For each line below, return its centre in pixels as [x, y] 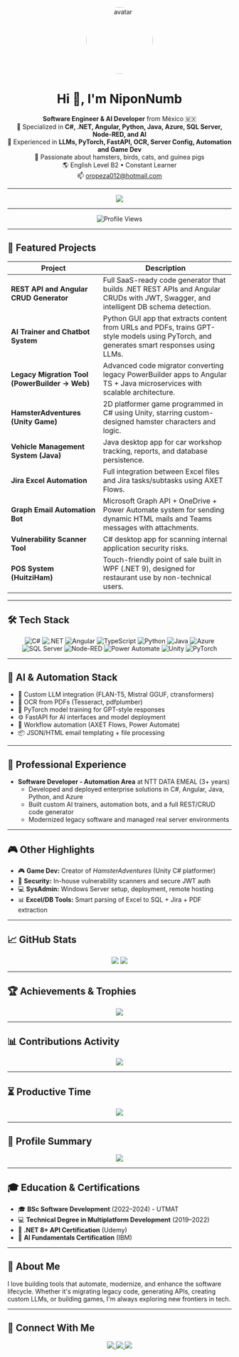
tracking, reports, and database [155, 451]
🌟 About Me [34, 1267]
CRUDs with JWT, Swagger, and [157, 298]
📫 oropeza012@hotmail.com [119, 175]
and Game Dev [119, 149]
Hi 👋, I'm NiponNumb [119, 99]
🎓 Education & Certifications [74, 1188]
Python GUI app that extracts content [165, 318]
